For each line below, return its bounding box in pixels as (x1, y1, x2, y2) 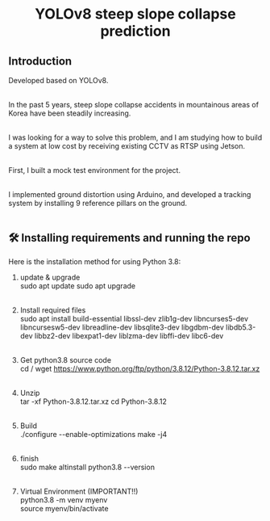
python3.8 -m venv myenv (19, 494, 108, 505)
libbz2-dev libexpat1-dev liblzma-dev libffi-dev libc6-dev (35, 330, 224, 340)
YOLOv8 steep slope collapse (35, 5, 236, 23)
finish (19, 453, 39, 463)
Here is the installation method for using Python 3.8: (8, 256, 181, 267)
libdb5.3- (225, 322, 256, 332)
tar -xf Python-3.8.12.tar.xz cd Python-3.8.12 (19, 397, 168, 406)
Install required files (19, 305, 86, 315)
